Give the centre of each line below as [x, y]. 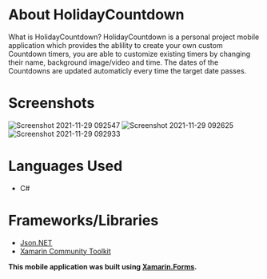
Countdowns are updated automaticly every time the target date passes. [128, 70]
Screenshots [52, 104]
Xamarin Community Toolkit [66, 251]
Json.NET [36, 242]
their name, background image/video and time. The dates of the [114, 62]
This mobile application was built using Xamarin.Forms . [103, 266]
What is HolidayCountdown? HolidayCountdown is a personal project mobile [134, 37]
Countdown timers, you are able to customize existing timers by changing [130, 54]
